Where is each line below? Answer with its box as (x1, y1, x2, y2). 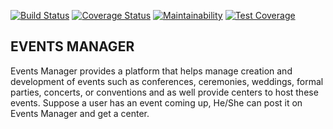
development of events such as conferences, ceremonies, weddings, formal (10, 75, 324, 87)
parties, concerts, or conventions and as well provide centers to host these (10, 86, 319, 98)
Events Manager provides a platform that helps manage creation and (10, 65, 293, 77)
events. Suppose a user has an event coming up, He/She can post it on (10, 96, 303, 109)
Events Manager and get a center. (10, 107, 150, 119)
